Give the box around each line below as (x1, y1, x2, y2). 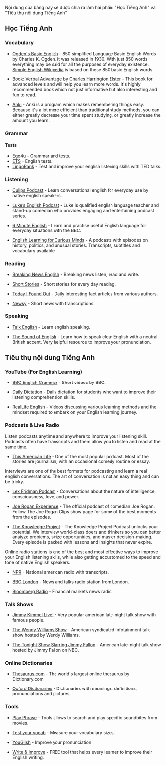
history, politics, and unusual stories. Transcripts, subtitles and (12, 242, 140, 248)
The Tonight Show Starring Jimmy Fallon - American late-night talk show (12, 641, 161, 648)
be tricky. (5, 478, 25, 484)
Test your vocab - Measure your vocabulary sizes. (12, 729, 115, 735)
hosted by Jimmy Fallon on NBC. (12, 647, 79, 653)
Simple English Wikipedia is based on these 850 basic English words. (12, 66, 154, 72)
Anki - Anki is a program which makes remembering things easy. (12, 101, 145, 107)
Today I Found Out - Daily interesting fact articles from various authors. (12, 291, 158, 297)
